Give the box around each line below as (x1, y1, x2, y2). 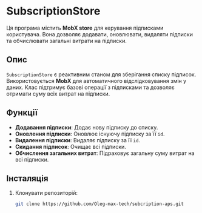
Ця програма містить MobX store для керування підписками (6, 24, 164, 31)
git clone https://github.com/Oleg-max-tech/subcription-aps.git (15, 201, 184, 207)
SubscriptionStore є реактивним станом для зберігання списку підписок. (6, 71, 197, 78)
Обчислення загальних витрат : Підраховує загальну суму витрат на (15, 149, 195, 157)
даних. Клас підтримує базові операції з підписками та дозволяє (6, 84, 175, 91)
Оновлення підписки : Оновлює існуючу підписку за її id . (15, 130, 165, 137)
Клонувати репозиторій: (15, 189, 78, 197)
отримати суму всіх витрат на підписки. (6, 90, 110, 97)
